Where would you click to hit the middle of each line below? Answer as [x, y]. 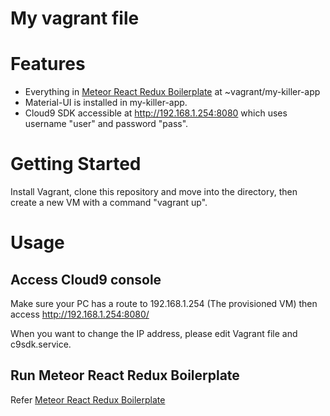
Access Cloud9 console [86, 279]
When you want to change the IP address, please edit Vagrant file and [154, 334]
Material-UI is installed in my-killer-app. [106, 103]
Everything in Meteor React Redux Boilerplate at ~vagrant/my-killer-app [172, 92]
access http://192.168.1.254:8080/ [80, 314]
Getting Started [76, 164]
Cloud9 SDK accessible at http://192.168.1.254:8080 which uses [156, 113]
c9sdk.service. [41, 344]
